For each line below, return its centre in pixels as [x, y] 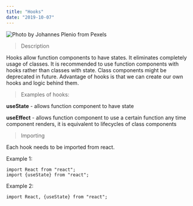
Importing [33, 136]
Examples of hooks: [45, 94]
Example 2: [20, 186]
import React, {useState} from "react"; [57, 197]
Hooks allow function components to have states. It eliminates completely [96, 57]
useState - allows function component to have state [70, 106]
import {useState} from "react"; [48, 175]
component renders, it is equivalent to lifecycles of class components [91, 124]
